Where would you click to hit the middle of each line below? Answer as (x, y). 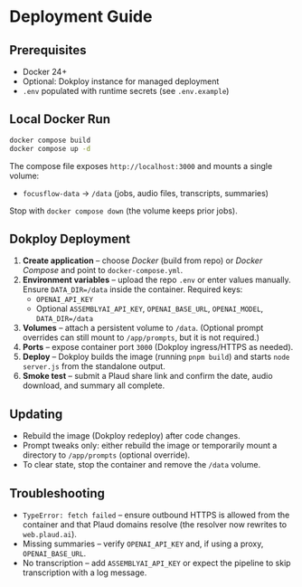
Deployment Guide (81, 17)
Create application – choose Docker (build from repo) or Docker (142, 260)
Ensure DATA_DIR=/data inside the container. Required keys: (132, 289)
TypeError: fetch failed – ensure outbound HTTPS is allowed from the (156, 515)
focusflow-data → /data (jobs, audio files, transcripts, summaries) (146, 193)
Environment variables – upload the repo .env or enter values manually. (156, 280)
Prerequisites (48, 50)
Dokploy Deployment (70, 238)
